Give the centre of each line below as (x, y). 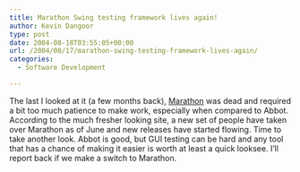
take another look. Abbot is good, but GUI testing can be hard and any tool (146, 139)
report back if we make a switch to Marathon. (93, 158)
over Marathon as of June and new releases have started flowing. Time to (146, 129)
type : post (30, 34)
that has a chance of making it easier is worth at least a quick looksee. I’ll (144, 148)
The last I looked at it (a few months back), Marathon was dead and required (150, 100)
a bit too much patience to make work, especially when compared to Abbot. (149, 110)
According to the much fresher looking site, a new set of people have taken (148, 120)
